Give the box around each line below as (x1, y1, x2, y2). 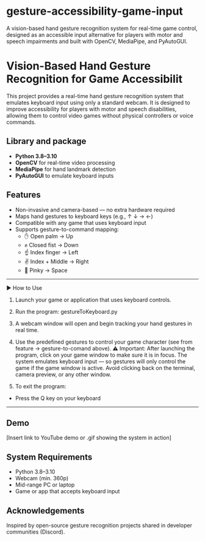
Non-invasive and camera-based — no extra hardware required (15, 206, 175, 213)
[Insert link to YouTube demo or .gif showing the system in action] (6, 434, 172, 442)
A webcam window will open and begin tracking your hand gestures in (15, 320, 192, 327)
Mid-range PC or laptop (15, 481, 75, 488)
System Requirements (6, 452, 93, 462)
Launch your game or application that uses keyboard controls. (15, 296, 172, 303)
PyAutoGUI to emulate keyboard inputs (15, 172, 114, 179)
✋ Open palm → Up (24, 232, 74, 240)
